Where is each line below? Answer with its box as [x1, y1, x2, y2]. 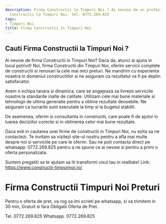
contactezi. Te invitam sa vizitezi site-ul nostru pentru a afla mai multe [5, 134, 148, 140]
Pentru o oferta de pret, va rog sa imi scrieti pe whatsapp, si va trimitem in [5, 198, 156, 204]
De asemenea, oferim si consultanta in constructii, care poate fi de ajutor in [5, 113, 158, 119]
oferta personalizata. [5, 149, 48, 155]
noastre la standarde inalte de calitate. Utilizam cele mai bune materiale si [5, 93, 155, 99]
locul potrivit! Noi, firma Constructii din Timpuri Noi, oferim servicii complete [5, 63, 161, 69]
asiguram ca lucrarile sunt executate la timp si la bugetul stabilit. [5, 104, 136, 110]
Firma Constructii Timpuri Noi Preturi [5, 182, 160, 193]
